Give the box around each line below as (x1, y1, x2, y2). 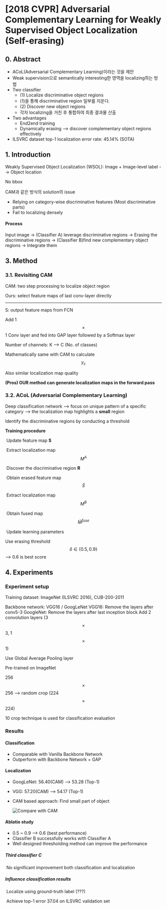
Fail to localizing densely (12, 209, 63, 215)
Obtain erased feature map (6, 475, 62, 481)
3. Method (5, 257, 38, 265)
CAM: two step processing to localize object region (5, 283, 110, 289)
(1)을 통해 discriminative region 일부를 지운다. (19, 98, 110, 104)
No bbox (5, 178, 23, 184)
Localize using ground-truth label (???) (6, 888, 86, 894)
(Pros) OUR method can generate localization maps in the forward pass (5, 379, 155, 386)
